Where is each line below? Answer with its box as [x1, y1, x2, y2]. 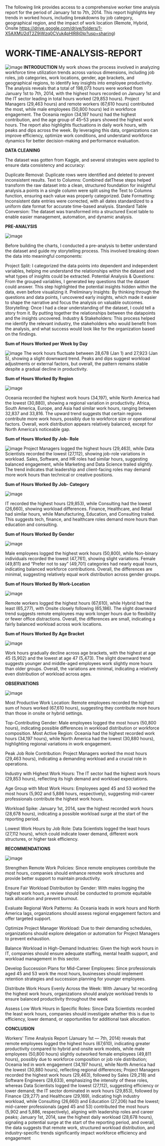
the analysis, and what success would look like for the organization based [5, 326, 155, 332]
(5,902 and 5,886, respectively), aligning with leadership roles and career [5, 1108, 154, 1115]
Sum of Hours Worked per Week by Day [5, 340, 88, 346]
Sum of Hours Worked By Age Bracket [5, 630, 85, 636]
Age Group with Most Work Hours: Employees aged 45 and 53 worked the [5, 785, 156, 791]
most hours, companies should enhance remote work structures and [5, 870, 144, 876]
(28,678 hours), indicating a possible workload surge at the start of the [5, 811, 149, 816]
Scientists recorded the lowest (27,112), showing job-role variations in [5, 450, 145, 457]
